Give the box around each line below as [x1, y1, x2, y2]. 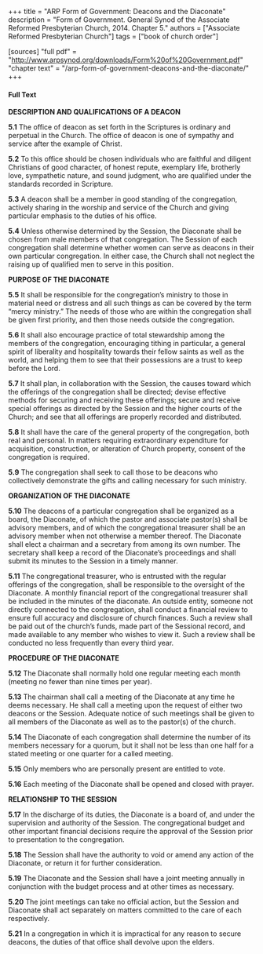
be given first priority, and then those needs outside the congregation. [8, 315, 236, 325]
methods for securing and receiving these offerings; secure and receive [8, 395, 241, 405]
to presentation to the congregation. [8, 835, 125, 844]
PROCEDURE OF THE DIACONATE [8, 654, 120, 663]
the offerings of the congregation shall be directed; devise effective [8, 388, 226, 397]
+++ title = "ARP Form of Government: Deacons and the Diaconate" [8, 7, 226, 16]
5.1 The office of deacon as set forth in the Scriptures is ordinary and [8, 122, 231, 132]
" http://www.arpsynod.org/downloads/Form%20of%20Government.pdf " [8, 55, 243, 64]
